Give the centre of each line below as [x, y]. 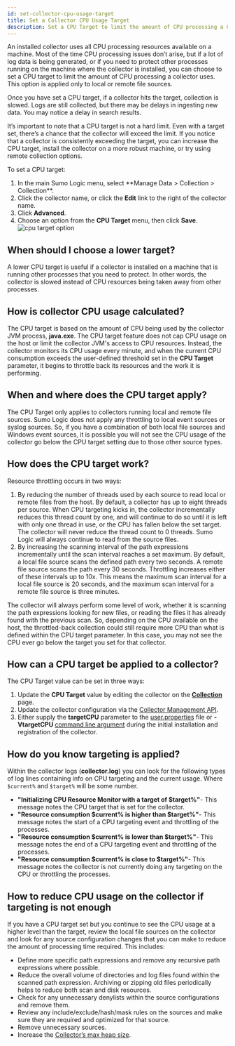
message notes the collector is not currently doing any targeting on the [120, 867]
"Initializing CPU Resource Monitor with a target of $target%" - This [117, 800]
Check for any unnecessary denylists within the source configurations [118, 998]
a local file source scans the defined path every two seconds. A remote [120, 562]
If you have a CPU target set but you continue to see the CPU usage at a [111, 925]
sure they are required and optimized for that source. [93, 1020]
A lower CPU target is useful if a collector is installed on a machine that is [113, 267]
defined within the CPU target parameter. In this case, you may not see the [115, 635]
